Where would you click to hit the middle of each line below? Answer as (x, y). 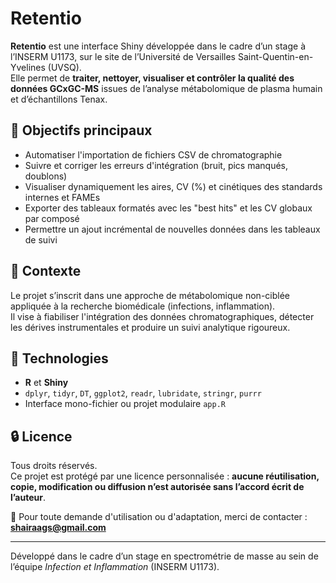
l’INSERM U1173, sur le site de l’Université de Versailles (123, 56)
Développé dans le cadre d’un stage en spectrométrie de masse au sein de (164, 556)
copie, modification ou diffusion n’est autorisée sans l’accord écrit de (157, 487)
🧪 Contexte (46, 271)
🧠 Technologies (59, 358)
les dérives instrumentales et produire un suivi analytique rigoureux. (150, 327)
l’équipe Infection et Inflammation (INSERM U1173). (115, 567)
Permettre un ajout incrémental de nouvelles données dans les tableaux (172, 229)
